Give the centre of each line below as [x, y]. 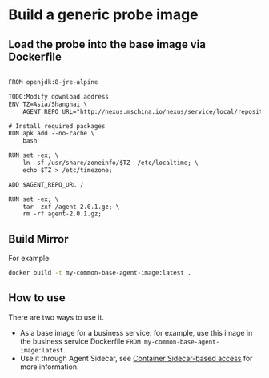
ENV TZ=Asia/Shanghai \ [48, 104]
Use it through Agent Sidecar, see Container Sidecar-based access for [136, 358]
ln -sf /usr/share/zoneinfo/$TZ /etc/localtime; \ [110, 163]
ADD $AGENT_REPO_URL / [46, 185]
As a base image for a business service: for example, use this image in [136, 332]
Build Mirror [38, 239]
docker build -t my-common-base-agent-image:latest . [100, 273]
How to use [37, 298]
